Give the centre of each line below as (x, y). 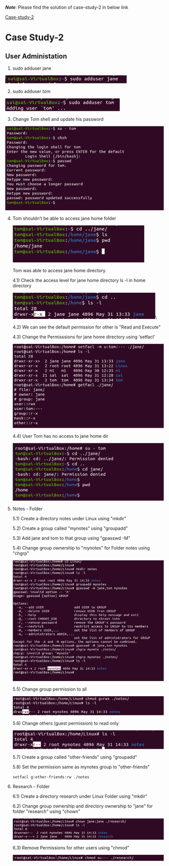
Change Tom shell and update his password (58, 119)
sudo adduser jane (32, 68)
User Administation (36, 56)
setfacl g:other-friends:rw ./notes (51, 777)
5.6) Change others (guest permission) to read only (66, 723)
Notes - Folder (27, 509)
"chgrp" (21, 553)
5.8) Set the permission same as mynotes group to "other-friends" (81, 767)
